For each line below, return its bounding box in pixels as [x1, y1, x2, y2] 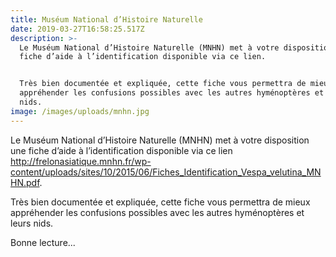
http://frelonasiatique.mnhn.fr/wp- [10, 155, 152, 167]
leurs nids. [10, 217, 54, 229]
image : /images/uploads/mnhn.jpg [10, 106, 150, 116]
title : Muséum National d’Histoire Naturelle [10, 14, 203, 25]
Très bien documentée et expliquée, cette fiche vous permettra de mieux [10, 196, 311, 208]
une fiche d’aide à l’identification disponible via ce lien [10, 144, 233, 156]
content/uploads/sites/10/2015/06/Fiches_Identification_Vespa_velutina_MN [10, 166, 322, 178]
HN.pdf [10, 176, 40, 188]
